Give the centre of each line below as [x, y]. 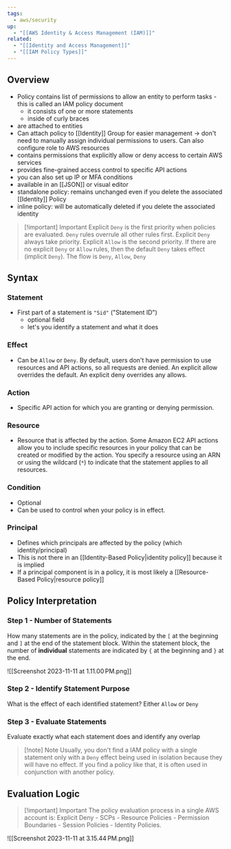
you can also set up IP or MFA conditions [75, 177]
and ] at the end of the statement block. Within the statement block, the [109, 643]
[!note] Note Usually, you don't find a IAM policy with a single [110, 750]
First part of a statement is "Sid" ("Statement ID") [87, 313]
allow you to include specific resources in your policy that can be [109, 448]
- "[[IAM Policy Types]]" [51, 52]
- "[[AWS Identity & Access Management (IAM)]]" [84, 33]
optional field [46, 320]
